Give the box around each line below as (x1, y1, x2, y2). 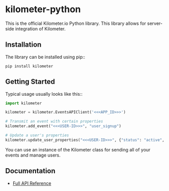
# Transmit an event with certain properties (5, 119, 103, 124)
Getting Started (5, 78, 55, 86)
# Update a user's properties (5, 133, 70, 138)
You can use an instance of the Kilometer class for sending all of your (5, 146, 151, 152)
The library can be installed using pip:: (5, 54, 85, 60)
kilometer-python (5, 4, 81, 15)
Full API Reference (12, 180, 52, 186)
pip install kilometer (5, 63, 53, 69)
